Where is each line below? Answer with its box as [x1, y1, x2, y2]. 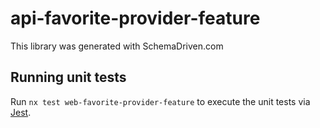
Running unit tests [10, 69, 127, 86]
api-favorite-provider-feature [10, 7, 261, 30]
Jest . [10, 106, 32, 118]
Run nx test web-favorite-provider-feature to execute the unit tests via [10, 95, 311, 107]
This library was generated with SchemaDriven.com [10, 40, 224, 52]
